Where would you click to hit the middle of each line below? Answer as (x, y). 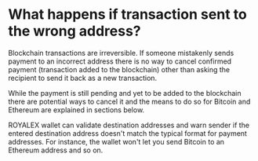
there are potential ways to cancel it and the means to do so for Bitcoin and (129, 101)
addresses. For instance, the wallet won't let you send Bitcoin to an (116, 141)
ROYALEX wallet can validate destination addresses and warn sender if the (129, 125)
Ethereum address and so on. (56, 150)
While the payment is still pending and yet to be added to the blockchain (125, 93)
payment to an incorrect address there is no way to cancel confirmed (120, 61)
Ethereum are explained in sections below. (76, 110)
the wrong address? (74, 31)
